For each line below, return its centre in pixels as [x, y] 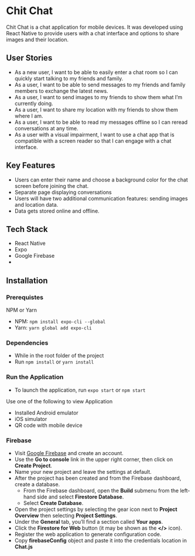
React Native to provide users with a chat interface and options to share [93, 33]
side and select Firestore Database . [81, 497]
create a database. [37, 484]
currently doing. [34, 103]
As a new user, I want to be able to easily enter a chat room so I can [96, 72]
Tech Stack [27, 229]
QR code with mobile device [49, 425]
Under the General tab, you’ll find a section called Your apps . [88, 521]
